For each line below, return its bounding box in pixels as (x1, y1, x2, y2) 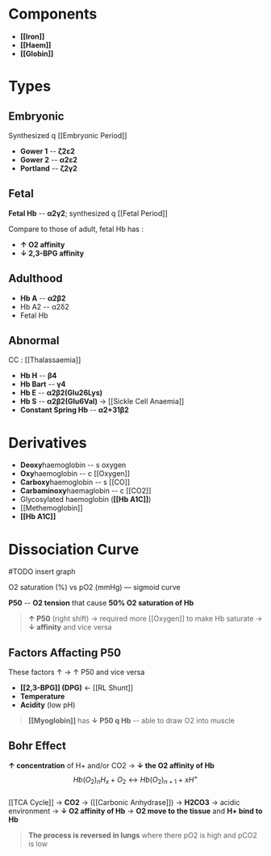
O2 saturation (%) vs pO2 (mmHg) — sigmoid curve (8, 583, 181, 592)
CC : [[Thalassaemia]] (8, 355, 81, 365)
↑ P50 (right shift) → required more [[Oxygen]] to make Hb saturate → (27, 614, 263, 623)
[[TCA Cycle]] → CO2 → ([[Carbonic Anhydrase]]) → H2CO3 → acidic (8, 798, 240, 808)
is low (27, 839, 48, 849)
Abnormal (8, 333, 60, 348)
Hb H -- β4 (19, 371, 57, 381)
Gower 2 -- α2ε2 (19, 154, 78, 164)
